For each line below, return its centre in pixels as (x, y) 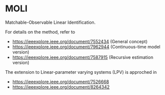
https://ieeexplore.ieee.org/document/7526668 (61, 82)
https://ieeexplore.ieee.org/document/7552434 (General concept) (80, 41)
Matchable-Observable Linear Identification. (50, 22)
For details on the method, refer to (40, 32)
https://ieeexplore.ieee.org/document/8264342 (61, 87)
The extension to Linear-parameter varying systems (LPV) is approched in (81, 72)
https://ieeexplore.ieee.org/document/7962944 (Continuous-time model (86, 47)
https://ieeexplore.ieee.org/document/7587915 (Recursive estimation (83, 57)
